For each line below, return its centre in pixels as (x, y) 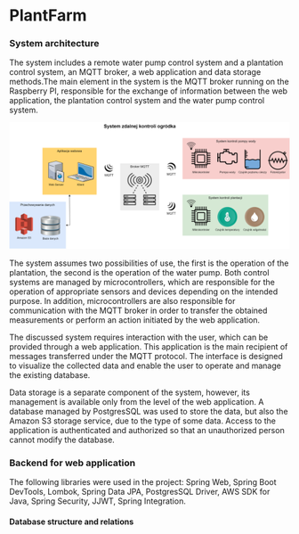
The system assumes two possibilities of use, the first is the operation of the (149, 263)
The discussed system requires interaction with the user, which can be (139, 337)
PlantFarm (48, 16)
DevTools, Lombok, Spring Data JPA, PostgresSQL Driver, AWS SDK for (140, 492)
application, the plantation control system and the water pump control (137, 101)
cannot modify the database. (62, 440)
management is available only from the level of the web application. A (137, 401)
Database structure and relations (72, 522)
